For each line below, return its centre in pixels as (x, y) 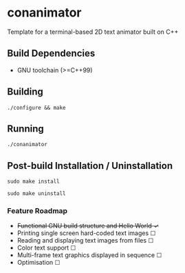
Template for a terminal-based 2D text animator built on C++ (93, 32)
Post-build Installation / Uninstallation (90, 166)
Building (25, 92)
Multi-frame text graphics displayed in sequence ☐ (89, 255)
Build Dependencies (51, 53)
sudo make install (33, 182)
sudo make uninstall (37, 194)
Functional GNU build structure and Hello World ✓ (88, 226)
